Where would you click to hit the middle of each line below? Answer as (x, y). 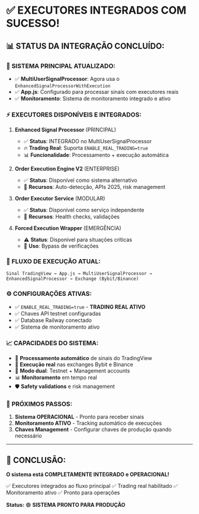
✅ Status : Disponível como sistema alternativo (80, 180)
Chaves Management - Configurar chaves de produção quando (93, 430)
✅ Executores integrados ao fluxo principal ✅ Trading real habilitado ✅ (92, 486)
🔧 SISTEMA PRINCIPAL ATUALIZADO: (61, 66)
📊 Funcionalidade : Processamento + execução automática (96, 155)
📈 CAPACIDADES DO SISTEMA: (52, 343)
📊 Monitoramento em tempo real (56, 377)
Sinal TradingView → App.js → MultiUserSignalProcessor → (79, 274)
